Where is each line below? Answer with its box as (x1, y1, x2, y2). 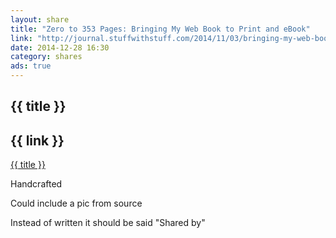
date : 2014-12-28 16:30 (10, 42, 110, 53)
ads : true (10, 61, 52, 71)
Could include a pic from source (10, 197, 143, 210)
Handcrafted (10, 178, 63, 190)
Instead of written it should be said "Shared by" (10, 217, 206, 229)
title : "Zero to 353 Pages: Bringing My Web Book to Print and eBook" (10, 24, 311, 34)
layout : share (10, 14, 70, 25)
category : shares (10, 52, 83, 62)
